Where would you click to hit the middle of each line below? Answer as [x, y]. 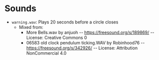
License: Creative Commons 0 [57, 38]
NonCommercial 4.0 [46, 53]
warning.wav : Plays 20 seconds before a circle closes [65, 22]
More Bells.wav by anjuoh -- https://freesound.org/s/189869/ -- [90, 32]
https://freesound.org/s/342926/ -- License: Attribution [82, 48]
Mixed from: [31, 27]
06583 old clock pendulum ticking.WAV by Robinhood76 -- [85, 42]
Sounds [20, 9]
